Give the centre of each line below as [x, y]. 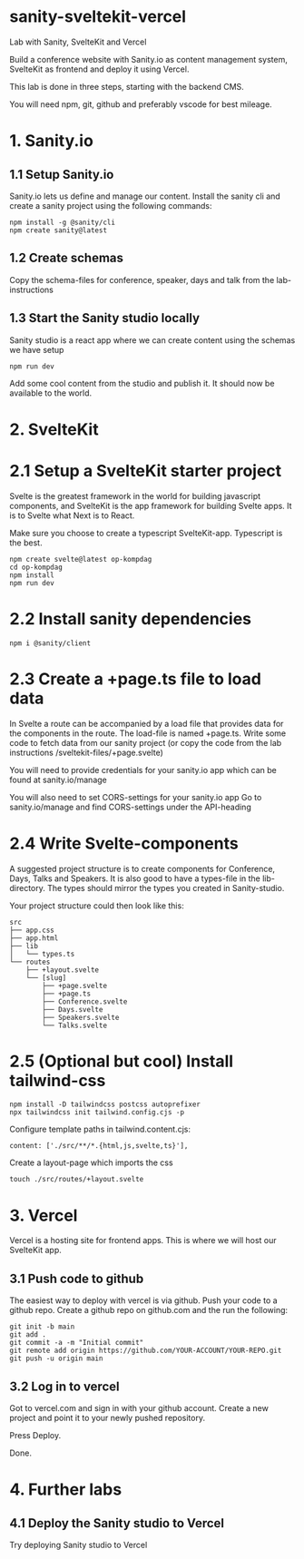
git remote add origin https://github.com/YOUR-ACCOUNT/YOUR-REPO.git [146, 1351]
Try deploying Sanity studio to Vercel [78, 1545]
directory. [27, 887]
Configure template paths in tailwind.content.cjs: [100, 1129]
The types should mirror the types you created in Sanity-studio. [166, 887]
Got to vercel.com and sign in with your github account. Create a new [139, 1408]
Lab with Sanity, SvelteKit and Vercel [78, 42]
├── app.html [34, 938]
